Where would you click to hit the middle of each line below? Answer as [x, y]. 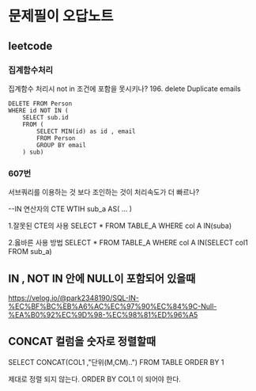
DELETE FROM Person [40, 104]
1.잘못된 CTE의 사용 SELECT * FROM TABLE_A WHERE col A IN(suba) [120, 226]
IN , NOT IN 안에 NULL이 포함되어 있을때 [102, 278]
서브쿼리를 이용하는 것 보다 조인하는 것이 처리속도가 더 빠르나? [104, 192]
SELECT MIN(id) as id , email [86, 131]
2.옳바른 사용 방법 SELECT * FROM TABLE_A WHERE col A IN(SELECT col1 [128, 243]
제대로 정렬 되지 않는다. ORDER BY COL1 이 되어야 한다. [95, 379]
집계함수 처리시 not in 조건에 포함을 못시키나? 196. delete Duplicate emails [124, 89]
